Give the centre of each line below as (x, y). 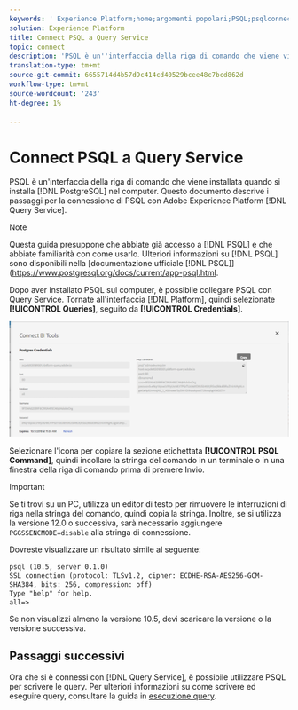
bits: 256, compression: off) (97, 584)
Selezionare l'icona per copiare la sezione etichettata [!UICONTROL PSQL (144, 450)
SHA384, (24, 584)
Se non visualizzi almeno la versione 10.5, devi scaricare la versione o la (141, 619)
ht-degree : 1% (35, 103)
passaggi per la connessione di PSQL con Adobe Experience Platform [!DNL (148, 201)
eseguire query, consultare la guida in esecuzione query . (113, 696)
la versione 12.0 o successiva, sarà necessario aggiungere (116, 523)
